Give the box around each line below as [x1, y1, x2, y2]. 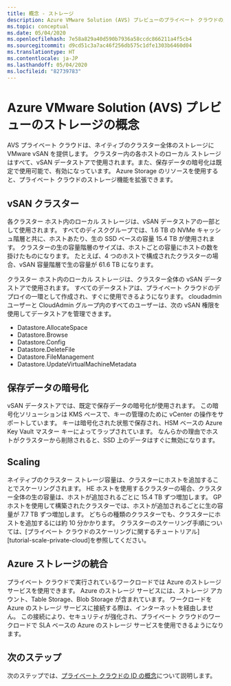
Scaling [7, 456, 41, 468]
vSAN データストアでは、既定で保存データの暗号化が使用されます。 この [7, 402, 213, 410]
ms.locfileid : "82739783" [7, 68, 81, 75]
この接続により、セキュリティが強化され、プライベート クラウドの [20, 612, 209, 620]
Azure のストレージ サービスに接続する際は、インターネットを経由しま [7, 603, 208, 611]
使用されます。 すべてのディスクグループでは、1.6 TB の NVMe [19, 226, 196, 235]
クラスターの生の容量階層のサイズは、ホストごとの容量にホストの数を [20, 243, 219, 252]
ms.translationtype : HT [7, 49, 76, 56]
